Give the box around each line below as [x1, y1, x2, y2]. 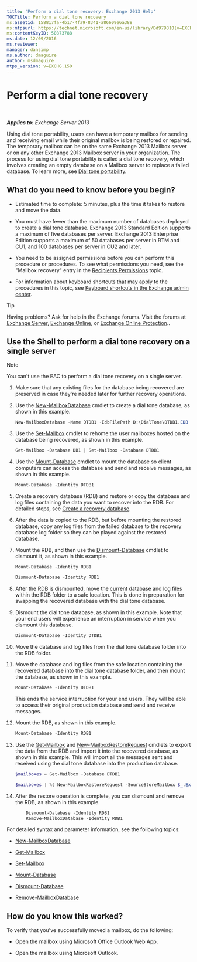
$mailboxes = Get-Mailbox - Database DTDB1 [15, 771, 120, 777]
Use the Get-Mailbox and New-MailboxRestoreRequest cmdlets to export [15, 741, 191, 748]
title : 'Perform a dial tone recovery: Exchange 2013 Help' [6, 8, 157, 15]
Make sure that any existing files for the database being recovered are [15, 384, 185, 391]
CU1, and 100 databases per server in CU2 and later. [15, 243, 142, 250]
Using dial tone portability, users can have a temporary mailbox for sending [6, 130, 188, 138]
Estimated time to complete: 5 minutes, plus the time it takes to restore [15, 201, 185, 208]
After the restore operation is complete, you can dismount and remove [15, 792, 185, 800]
